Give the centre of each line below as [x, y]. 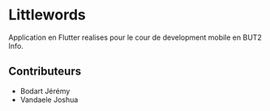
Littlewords [47, 15]
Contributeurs [45, 72]
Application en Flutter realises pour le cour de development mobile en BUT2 [135, 37]
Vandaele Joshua [49, 100]
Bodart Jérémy [45, 91]
